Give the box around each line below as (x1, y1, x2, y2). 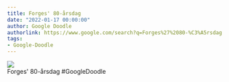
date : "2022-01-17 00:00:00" (7, 16, 91, 23)
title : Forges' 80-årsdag (7, 10, 81, 17)
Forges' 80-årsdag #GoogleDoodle (7, 68, 106, 75)
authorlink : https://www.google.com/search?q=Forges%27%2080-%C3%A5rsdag (7, 29, 223, 36)
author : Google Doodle (7, 23, 72, 29)
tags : (7, 36, 23, 42)
